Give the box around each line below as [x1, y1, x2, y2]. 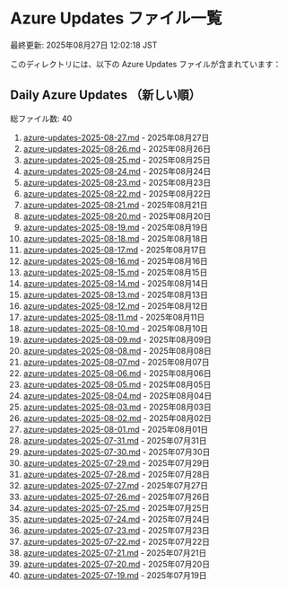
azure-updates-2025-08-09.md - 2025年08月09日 [22, 334, 212, 345]
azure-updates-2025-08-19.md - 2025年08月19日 [22, 222, 209, 233]
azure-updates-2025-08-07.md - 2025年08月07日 [22, 356, 210, 367]
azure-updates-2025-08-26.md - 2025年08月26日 [22, 143, 212, 154]
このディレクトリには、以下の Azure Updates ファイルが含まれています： [10, 58, 282, 69]
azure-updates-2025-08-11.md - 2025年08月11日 [22, 312, 205, 322]
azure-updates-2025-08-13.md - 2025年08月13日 [22, 289, 209, 300]
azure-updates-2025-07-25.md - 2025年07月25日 [22, 502, 210, 513]
